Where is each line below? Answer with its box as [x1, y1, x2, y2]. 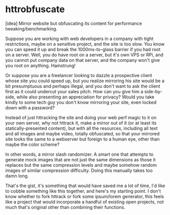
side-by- [144, 88, 162, 94]
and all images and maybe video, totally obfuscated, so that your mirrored [5, 130, 160, 136]
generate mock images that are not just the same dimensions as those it [5, 156, 156, 163]
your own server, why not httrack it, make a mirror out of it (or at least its [5, 120, 157, 126]
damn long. [5, 172, 29, 178]
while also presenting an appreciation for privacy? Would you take [16, 94, 155, 100]
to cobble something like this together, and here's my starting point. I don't [5, 188, 161, 194]
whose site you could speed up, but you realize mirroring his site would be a [5, 78, 165, 84]
